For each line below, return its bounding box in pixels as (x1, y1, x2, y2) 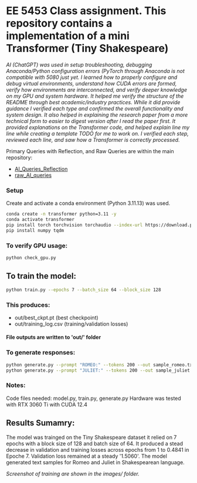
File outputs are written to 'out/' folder (6, 334, 101, 341)
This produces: (6, 300, 50, 309)
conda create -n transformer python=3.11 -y (6, 211, 117, 217)
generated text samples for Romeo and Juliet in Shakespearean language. (6, 458, 185, 466)
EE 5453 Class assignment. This (6, 4, 167, 18)
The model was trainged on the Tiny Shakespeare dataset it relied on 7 (6, 434, 177, 441)
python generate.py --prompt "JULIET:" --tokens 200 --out (6, 367, 154, 373)
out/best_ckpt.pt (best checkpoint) (14, 314, 98, 321)
